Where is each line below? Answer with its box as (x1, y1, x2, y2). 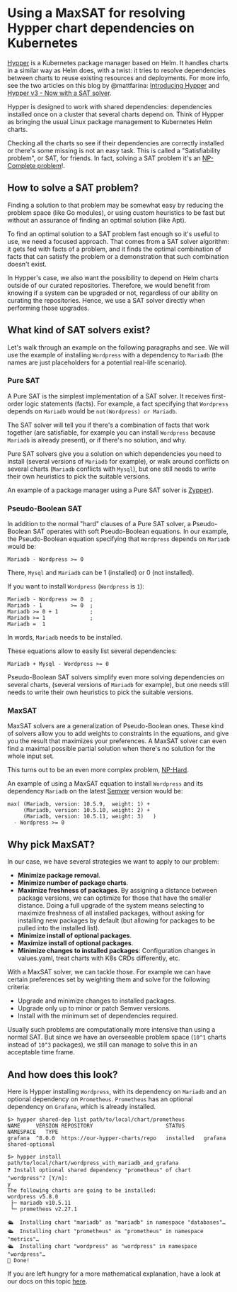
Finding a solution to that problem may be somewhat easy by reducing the (7, 201, 224, 209)
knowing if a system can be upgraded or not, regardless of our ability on (7, 289, 218, 297)
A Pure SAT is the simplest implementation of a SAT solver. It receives (7, 391, 211, 400)
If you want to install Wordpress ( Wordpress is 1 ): (7, 582, 145, 591)
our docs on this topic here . (7, 1277, 88, 1286)
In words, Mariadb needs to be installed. (7, 633, 122, 642)
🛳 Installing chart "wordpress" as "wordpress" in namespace (7, 1243, 197, 1250)
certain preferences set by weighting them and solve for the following (7, 975, 210, 984)
